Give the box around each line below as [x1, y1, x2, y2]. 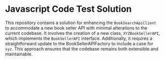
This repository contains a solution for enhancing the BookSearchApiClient [5, 20, 157, 26]
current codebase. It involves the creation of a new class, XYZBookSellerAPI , [5, 30, 160, 36]
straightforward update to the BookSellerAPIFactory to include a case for [5, 40, 154, 46]
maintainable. [5, 51, 33, 57]
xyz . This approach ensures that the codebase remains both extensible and [5, 46, 159, 52]
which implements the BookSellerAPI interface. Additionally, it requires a [5, 35, 153, 41]
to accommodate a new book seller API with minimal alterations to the [5, 25, 148, 30]
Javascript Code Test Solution [5, 3, 132, 15]
